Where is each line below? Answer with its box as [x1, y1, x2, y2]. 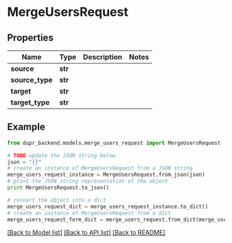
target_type [10, 98, 50, 107]
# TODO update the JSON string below [7, 152, 116, 159]
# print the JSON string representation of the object [7, 178, 168, 185]
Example [7, 121, 46, 133]
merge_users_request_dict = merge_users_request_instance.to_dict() [7, 203, 209, 210]
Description [82, 53, 123, 62]
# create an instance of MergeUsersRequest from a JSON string [7, 165, 193, 172]
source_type [10, 75, 53, 84]
